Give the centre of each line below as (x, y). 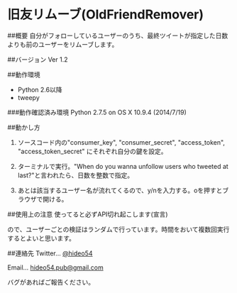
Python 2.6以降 (40, 89)
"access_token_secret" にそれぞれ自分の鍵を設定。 (93, 151)
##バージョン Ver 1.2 (38, 59)
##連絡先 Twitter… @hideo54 (50, 253)
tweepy (29, 97)
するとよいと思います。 (42, 238)
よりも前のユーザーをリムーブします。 (63, 44)
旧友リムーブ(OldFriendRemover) (106, 15)
